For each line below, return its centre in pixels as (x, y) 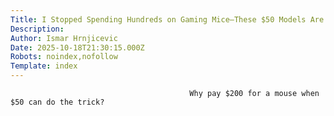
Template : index (44, 66)
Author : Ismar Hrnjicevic (64, 38)
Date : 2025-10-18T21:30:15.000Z (77, 47)
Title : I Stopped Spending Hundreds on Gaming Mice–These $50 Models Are (167, 19)
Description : (37, 29)
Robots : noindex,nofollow (64, 57)
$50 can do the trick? (57, 102)
